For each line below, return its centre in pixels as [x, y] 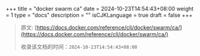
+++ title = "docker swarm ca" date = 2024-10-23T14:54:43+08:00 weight [100, 9]
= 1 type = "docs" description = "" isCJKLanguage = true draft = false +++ [99, 15]
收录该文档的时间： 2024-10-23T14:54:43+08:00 [79, 47]
